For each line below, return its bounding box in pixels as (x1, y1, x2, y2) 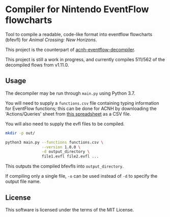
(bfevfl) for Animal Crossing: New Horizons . (5, 37, 97, 43)
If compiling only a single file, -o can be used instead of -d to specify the (5, 173, 158, 179)
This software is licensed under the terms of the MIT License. (5, 206, 134, 212)
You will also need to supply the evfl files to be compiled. (5, 121, 125, 127)
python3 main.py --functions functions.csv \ (5, 140, 103, 145)
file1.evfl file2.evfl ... (41, 154, 99, 159)
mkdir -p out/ (5, 130, 36, 135)
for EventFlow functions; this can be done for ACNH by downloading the (5, 105, 157, 112)
